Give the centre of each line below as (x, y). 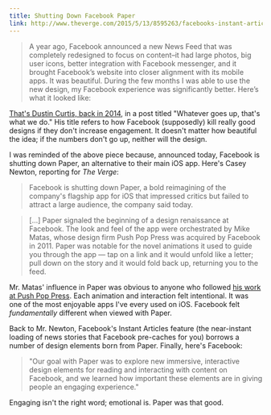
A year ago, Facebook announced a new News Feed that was (130, 46)
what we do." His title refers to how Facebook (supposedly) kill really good (132, 122)
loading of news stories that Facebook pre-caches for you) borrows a (124, 337)
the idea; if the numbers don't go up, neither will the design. (108, 139)
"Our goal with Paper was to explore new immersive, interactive (134, 361)
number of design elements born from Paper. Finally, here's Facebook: (126, 345)
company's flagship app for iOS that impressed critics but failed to (139, 196)
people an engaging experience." (84, 387)
